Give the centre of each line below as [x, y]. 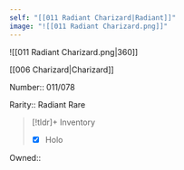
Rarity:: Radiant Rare [48, 104]
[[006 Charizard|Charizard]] [62, 70]
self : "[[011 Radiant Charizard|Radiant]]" [93, 18]
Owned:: [25, 157]
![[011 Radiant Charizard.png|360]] [74, 52]
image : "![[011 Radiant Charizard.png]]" [89, 26]
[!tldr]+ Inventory [63, 122]
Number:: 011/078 [42, 87]
